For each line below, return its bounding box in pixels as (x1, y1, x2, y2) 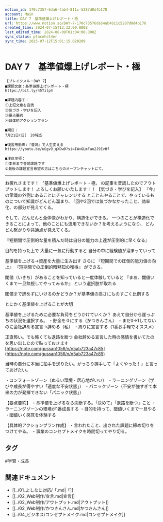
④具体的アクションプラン (5, 118, 49, 123)
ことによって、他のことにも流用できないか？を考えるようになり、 (13, 221, 145, 226)
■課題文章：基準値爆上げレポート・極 (5, 84, 69, 89)
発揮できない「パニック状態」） (21, 389, 84, 395)
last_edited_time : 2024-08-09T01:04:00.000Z (5, 30, 97, 35)
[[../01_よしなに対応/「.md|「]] (12, 487, 74, 493)
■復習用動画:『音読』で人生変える (5, 142, 64, 147)
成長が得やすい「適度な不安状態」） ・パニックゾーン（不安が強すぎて (13, 383, 153, 389)
